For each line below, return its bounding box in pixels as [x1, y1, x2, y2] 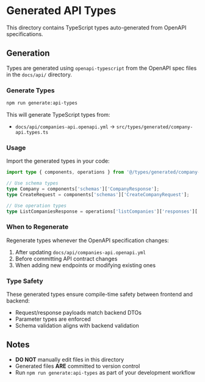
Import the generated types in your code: [6, 157, 110, 165]
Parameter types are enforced [15, 315, 92, 323]
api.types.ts [15, 129, 49, 135]
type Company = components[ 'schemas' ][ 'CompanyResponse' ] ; [6, 186, 160, 192]
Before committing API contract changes [15, 255, 118, 262]
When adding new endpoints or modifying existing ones [15, 261, 156, 269]
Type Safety [6, 276, 43, 285]
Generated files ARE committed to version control [15, 362, 140, 370]
